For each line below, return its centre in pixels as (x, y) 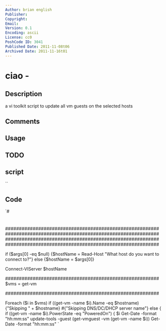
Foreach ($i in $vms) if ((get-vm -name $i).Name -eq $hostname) (72, 303)
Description (24, 94)
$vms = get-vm (21, 284)
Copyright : (16, 19)
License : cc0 (19, 38)
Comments (23, 121)
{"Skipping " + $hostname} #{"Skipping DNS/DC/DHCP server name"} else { (83, 308)
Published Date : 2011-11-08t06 (37, 47)
